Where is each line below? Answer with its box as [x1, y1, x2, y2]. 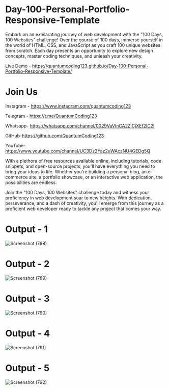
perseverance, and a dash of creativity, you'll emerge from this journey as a [5, 200, 164, 206]
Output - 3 [5, 293, 50, 304]
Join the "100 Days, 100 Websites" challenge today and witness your [5, 189, 149, 195]
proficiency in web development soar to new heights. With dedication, [5, 195, 152, 201]
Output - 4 [5, 327, 50, 339]
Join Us [5, 86, 38, 98]
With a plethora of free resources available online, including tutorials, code [5, 158, 162, 164]
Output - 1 [5, 223, 48, 235]
